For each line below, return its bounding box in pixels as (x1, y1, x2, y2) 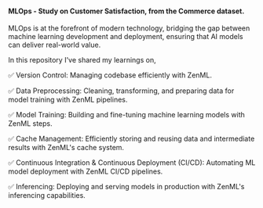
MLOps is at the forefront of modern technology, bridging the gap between (8, 23, 250, 33)
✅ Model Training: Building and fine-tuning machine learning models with (8, 110, 245, 120)
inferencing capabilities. (8, 191, 86, 200)
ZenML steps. (8, 119, 53, 128)
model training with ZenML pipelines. (8, 95, 128, 105)
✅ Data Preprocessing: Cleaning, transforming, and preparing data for (8, 86, 235, 95)
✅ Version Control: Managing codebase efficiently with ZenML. (8, 70, 212, 80)
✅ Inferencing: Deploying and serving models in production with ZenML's (8, 182, 245, 192)
